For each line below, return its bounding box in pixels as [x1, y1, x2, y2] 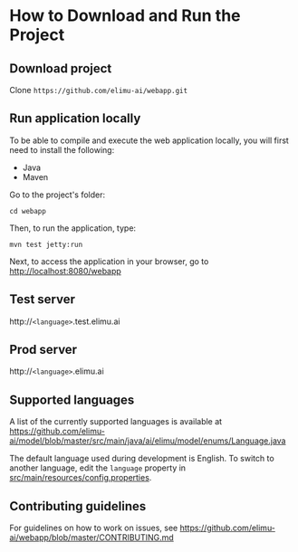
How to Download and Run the [9, 5, 242, 26]
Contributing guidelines [9, 499, 147, 514]
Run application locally [9, 110, 141, 127]
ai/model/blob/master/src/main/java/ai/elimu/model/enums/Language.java [9, 435, 286, 446]
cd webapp [9, 206, 47, 215]
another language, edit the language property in [9, 462, 187, 473]
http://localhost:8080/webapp [9, 265, 122, 276]
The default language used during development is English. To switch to [9, 453, 274, 464]
